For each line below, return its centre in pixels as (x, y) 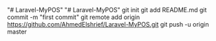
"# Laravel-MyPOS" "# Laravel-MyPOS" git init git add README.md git (107, 10)
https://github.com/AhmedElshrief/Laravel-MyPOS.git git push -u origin (108, 24)
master (17, 31)
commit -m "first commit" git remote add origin (74, 17)
